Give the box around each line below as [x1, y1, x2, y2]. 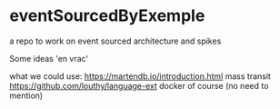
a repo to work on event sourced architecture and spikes [9, 35, 222, 46]
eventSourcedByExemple [9, 5, 205, 26]
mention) [9, 90, 44, 101]
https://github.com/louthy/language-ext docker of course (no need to [9, 80, 269, 91]
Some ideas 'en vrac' [9, 53, 89, 64]
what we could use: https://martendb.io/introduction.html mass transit [9, 70, 271, 82]
